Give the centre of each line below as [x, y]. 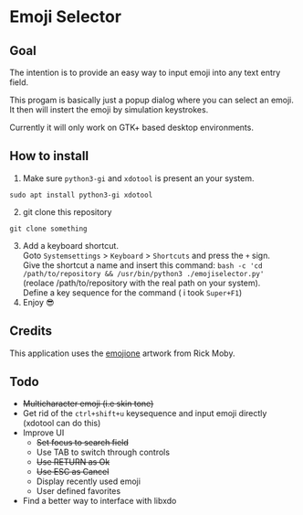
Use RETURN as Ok [73, 462]
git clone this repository [67, 211]
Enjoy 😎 [38, 302]
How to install [49, 156]
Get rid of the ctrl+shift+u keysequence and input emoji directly [145, 413]
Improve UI [43, 433]
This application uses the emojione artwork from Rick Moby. [122, 353]
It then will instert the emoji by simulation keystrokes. [109, 110]
